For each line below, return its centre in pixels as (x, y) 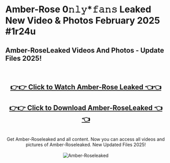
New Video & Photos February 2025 (83, 21)
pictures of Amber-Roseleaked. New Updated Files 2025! (86, 145)
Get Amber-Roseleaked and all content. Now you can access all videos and (86, 139)
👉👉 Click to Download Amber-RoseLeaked (81, 108)
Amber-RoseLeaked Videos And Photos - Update (85, 50)
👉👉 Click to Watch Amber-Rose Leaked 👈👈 (86, 87)
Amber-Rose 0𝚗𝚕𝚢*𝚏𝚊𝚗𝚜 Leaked (78, 9)
